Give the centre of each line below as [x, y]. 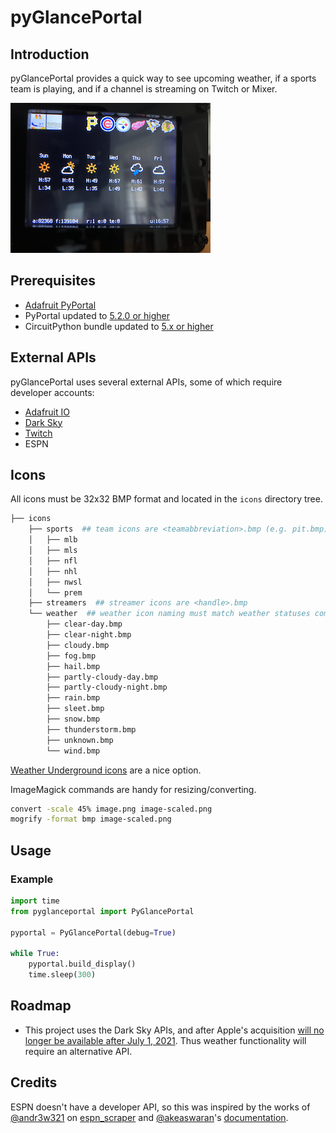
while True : [35, 954]
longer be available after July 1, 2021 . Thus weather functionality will [165, 1040]
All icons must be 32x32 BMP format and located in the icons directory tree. [166, 499]
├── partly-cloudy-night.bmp [107, 687]
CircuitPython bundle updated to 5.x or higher [119, 326]
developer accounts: [52, 392]
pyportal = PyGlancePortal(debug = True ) [93, 932]
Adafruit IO [47, 412]
